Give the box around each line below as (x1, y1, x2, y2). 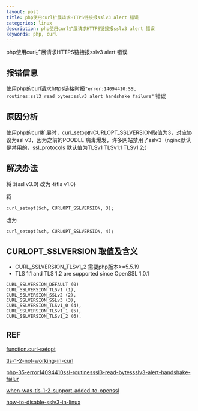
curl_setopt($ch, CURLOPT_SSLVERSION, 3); (6, 205, 114, 211)
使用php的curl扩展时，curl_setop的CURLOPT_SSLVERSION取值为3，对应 (6, 129, 187, 136)
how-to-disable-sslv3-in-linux (6, 398, 81, 406)
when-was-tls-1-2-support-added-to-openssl (6, 387, 119, 394)
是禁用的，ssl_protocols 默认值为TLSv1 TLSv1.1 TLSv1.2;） (6, 144, 150, 151)
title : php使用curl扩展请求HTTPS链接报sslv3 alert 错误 (6, 14, 139, 20)
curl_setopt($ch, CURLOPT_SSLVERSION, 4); (6, 228, 114, 235)
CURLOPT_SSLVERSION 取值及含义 (6, 246, 138, 256)
